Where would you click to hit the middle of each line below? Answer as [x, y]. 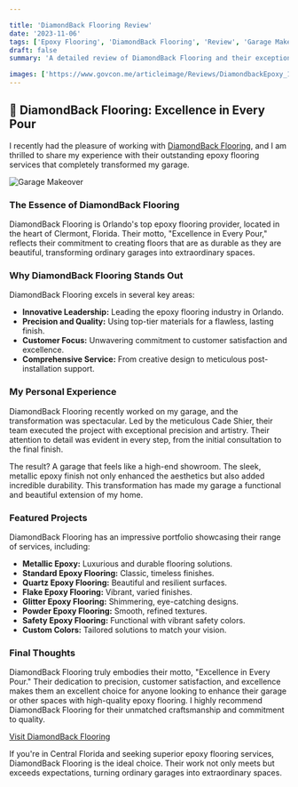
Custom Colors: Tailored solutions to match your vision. [124, 630]
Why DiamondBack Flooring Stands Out [96, 276]
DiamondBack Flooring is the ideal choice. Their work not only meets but [142, 763]
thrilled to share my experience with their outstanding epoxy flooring [134, 155]
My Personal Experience [63, 392]
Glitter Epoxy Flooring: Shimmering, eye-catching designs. [130, 602]
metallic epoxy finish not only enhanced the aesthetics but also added [137, 476]
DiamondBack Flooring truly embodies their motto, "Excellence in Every [140, 672]
